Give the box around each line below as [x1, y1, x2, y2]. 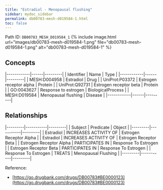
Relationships [5, 112, 48, 120]
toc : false [5, 20, 27, 26]
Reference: [5, 165, 27, 171]
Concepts [5, 58, 36, 67]
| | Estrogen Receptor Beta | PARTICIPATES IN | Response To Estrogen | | [5, 145, 151, 151]
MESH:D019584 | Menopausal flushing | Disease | [5, 92, 105, 98]
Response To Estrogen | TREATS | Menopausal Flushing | [5, 150, 120, 156]
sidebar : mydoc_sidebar [5, 12, 54, 17]
